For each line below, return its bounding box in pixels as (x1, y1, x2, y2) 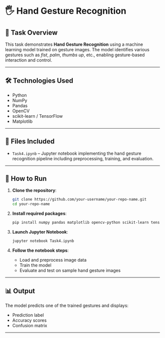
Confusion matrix (12, 322, 48, 328)
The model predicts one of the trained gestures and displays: (5, 303, 129, 308)
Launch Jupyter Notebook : (12, 229, 68, 235)
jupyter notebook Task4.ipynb (12, 238, 75, 243)
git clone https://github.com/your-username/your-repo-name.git (12, 197, 147, 202)
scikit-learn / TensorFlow (12, 113, 63, 119)
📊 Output (5, 287, 35, 295)
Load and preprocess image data (19, 257, 87, 263)
